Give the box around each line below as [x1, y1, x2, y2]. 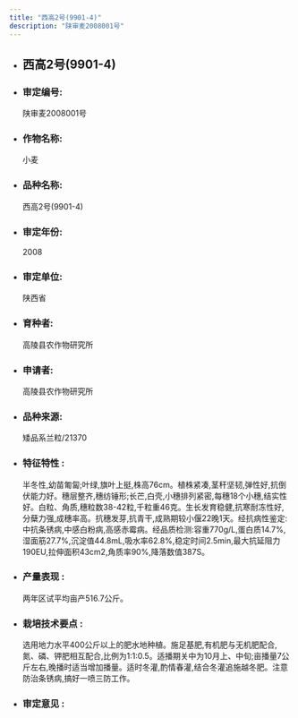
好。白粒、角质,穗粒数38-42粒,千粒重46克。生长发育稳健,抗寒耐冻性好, [21, 501, 285, 512]
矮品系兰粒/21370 [21, 432, 88, 443]
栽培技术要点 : [21, 617, 83, 629]
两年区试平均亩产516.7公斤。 [21, 593, 128, 603]
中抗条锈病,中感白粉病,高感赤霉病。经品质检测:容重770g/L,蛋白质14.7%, [21, 524, 286, 534]
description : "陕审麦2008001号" [9, 21, 125, 30]
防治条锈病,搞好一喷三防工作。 [21, 673, 135, 684]
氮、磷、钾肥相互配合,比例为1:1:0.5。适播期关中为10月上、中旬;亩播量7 [21, 651, 282, 662]
